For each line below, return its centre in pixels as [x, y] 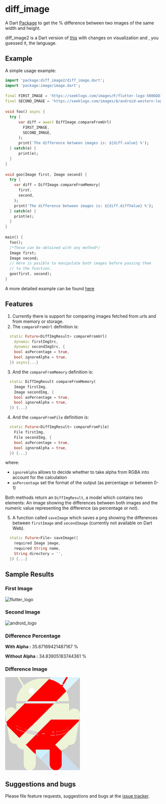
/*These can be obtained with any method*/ [55, 247]
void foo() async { [25, 112]
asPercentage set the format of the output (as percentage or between [83, 483]
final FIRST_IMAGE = [26, 96]
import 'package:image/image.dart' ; [43, 85]
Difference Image [26, 669]
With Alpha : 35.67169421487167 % [42, 647]
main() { [14, 237]
